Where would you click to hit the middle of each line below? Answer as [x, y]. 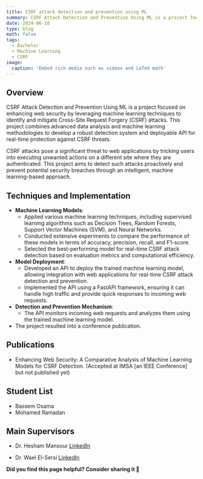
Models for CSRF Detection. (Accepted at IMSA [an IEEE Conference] [101, 366]
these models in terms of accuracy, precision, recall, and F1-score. [107, 242]
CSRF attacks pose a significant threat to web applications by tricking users [100, 151]
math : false [21, 34]
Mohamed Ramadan [40, 412]
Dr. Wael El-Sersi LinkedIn [47, 458]
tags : [13, 40]
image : [14, 62]
